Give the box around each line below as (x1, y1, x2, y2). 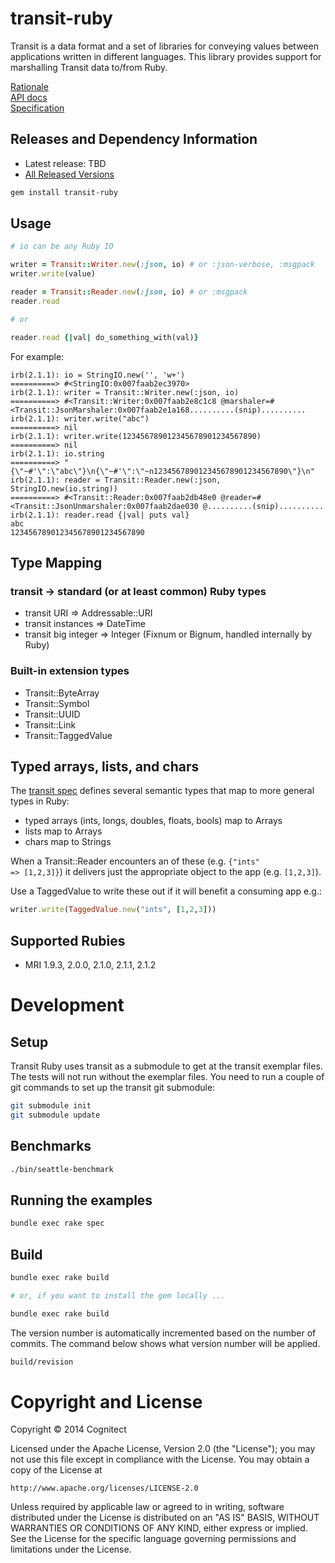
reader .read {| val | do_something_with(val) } (10, 332, 199, 342)
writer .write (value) (10, 269, 97, 279)
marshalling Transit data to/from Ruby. (10, 61, 168, 73)
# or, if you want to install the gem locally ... (10, 1290, 226, 1301)
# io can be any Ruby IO (10, 242, 114, 252)
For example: (10, 350, 65, 362)
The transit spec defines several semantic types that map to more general (10, 785, 315, 797)
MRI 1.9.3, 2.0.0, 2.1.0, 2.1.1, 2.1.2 (24, 959, 157, 971)
